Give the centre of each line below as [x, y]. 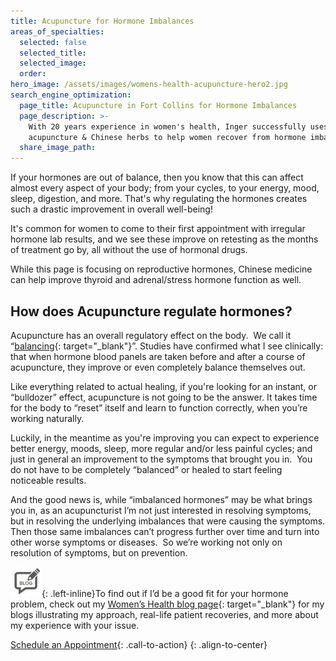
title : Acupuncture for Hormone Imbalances [102, 21]
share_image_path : [58, 148]
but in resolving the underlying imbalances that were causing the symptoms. [168, 521]
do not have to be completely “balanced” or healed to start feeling [146, 469]
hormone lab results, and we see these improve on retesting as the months [164, 239]
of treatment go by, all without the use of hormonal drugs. [129, 250]
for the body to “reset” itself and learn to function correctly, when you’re [159, 407]
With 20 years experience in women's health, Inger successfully [167, 126]
